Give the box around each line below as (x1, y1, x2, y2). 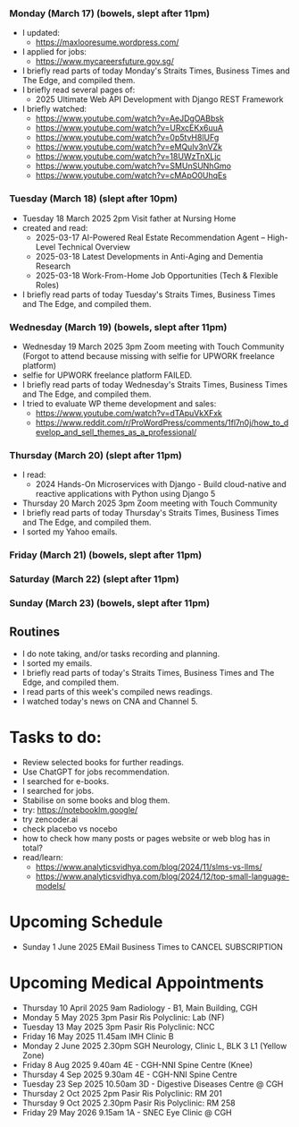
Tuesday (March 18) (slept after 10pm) (9, 192, 179, 205)
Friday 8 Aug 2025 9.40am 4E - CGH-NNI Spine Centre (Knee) (21, 1059, 253, 1070)
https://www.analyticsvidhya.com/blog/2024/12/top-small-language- (35, 871, 290, 882)
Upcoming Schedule (9, 911, 163, 932)
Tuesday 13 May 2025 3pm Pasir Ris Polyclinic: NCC (21, 1021, 215, 1032)
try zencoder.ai (21, 814, 79, 824)
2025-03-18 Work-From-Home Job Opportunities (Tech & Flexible (35, 269, 278, 280)
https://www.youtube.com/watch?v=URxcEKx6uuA (35, 123, 223, 133)
